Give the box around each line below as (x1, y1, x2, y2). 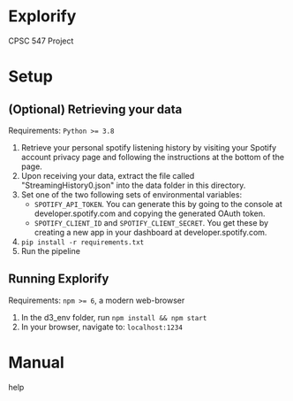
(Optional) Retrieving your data (8, 102, 183, 117)
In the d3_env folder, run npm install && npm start (20, 312, 207, 322)
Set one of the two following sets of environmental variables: (20, 189, 243, 200)
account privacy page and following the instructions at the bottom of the (20, 151, 284, 162)
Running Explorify (8, 272, 109, 287)
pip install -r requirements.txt (20, 237, 145, 247)
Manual (8, 352, 65, 373)
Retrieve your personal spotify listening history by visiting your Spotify (20, 142, 277, 152)
